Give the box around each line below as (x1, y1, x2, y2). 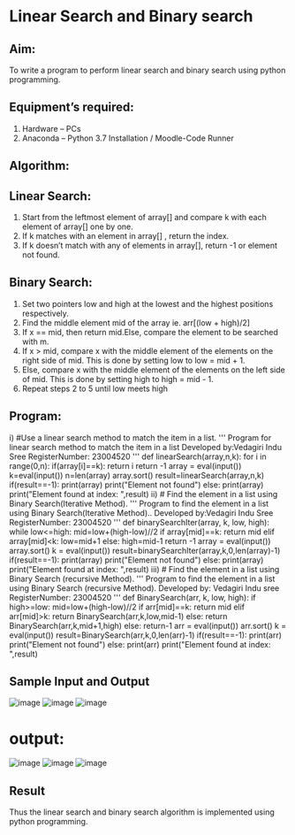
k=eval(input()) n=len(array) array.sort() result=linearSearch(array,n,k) (9, 470, 265, 480)
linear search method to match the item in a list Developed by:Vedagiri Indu (9, 441, 283, 452)
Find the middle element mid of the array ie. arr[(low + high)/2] (21, 317, 250, 328)
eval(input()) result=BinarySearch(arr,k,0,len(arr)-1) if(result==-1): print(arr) (9, 630, 283, 640)
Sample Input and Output (9, 674, 150, 689)
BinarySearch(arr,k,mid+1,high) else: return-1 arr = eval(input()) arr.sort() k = (9, 620, 287, 631)
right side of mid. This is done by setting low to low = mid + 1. (21, 355, 246, 365)
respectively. (21, 308, 69, 318)
